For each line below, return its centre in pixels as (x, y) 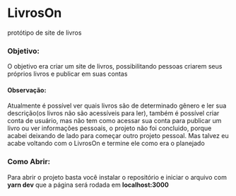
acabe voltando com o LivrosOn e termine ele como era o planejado (106, 144)
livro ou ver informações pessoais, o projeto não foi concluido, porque (110, 128)
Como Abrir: (29, 162)
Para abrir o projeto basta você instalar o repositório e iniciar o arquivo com (117, 177)
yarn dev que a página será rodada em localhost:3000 (88, 185)
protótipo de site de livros (45, 33)
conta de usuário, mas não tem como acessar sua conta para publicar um (114, 121)
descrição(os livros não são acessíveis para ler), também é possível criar (113, 113)
